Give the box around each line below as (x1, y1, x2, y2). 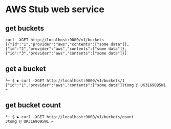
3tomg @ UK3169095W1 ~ (5, 119, 54, 124)
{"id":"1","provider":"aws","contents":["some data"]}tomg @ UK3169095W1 (5, 83, 166, 88)
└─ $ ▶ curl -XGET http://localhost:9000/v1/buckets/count (5, 114, 134, 119)
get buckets (5, 24, 45, 33)
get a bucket (5, 65, 46, 73)
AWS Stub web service (5, 4, 105, 15)
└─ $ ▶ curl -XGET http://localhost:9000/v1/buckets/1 (5, 78, 125, 83)
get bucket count (5, 101, 61, 110)
